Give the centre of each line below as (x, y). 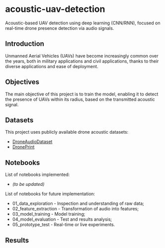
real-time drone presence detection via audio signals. (60, 28)
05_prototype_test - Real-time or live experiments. (64, 225)
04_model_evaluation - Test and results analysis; (62, 219)
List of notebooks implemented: (38, 174)
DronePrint (23, 147)
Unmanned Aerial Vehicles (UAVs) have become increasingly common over (82, 56)
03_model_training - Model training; (49, 214)
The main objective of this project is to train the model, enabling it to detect (82, 94)
